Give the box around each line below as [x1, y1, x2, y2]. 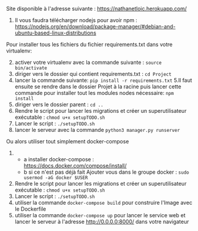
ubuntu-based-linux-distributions [14, 29, 96, 36]
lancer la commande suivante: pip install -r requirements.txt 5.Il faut [14, 77, 192, 84]
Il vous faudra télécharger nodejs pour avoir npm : [14, 17, 138, 23]
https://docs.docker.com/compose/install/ [23, 162, 127, 169]
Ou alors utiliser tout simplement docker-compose [6, 138, 129, 145]
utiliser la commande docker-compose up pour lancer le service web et [14, 212, 186, 218]
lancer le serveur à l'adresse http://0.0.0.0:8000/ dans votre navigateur [14, 218, 189, 225]
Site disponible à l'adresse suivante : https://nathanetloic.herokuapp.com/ [6, 5, 187, 12]
